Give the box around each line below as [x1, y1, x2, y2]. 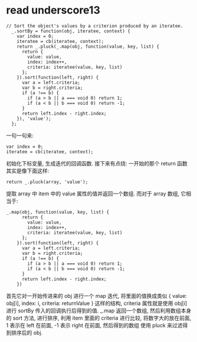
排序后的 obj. [11, 329, 43, 336]
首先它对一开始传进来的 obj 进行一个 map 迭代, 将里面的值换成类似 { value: [6, 292, 188, 299]
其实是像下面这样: [6, 167, 50, 174]
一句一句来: [6, 132, 34, 139]
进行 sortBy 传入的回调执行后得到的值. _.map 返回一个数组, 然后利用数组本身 [6, 307, 192, 314]
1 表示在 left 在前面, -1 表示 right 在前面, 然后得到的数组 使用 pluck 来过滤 [6, 321, 183, 328]
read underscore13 [6, 4, 100, 17]
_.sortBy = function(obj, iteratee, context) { [11, 28, 131, 34]
